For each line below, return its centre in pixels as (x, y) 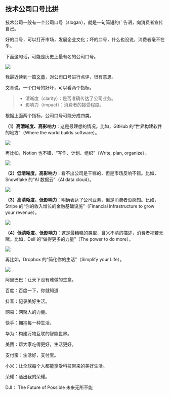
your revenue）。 (22, 212)
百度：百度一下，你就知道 (32, 290)
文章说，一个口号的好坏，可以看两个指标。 (50, 87)
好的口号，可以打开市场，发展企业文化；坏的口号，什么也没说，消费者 (78, 39)
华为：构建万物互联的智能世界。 (38, 333)
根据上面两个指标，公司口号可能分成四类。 (50, 115)
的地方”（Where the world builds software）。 (52, 132)
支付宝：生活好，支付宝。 (32, 355)
